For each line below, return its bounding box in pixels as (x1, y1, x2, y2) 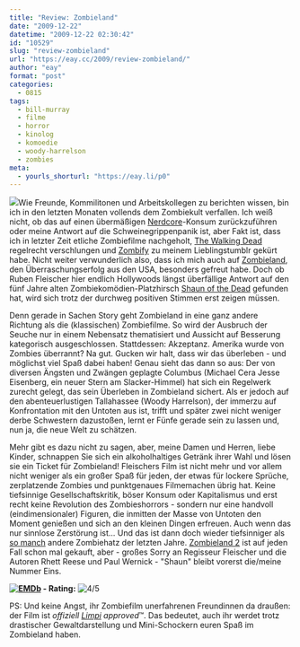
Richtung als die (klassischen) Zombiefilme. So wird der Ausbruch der (9, 319, 268, 330)
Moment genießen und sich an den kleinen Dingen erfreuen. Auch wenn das (9, 518, 292, 529)
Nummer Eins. (9, 566, 62, 577)
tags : (9, 96, 30, 106)
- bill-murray (17, 105, 70, 114)
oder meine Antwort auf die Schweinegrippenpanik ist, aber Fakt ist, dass (9, 226, 281, 237)
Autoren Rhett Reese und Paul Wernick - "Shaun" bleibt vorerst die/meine (9, 556, 282, 567)
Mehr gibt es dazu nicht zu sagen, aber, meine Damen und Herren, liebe (9, 442, 276, 453)
